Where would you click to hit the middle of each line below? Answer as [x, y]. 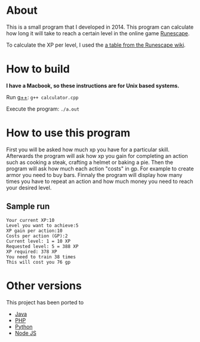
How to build [38, 69]
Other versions [44, 285]
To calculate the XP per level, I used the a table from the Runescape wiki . [96, 45]
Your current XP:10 [30, 220]
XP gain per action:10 [34, 231]
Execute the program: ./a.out [43, 109]
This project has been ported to [45, 302]
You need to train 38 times [41, 257]
